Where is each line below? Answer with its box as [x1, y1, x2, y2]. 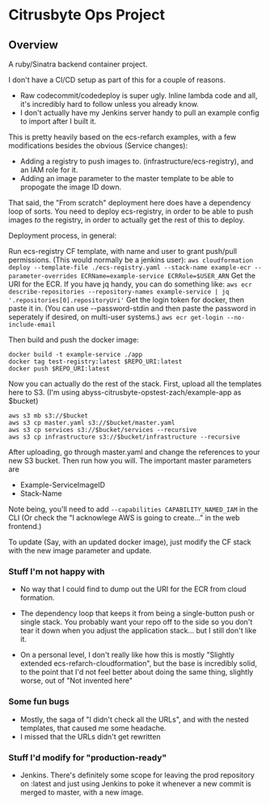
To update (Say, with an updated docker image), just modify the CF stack [8, 537, 252, 547]
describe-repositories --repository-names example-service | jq [8, 288, 230, 296]
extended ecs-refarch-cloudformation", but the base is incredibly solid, [19, 659, 257, 668]
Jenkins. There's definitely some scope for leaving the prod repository [19, 770, 255, 780]
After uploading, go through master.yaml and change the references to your [8, 447, 260, 456]
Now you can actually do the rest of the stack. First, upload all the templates [8, 379, 262, 388]
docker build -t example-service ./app [8, 350, 143, 358]
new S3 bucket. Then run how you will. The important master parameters [8, 455, 252, 465]
